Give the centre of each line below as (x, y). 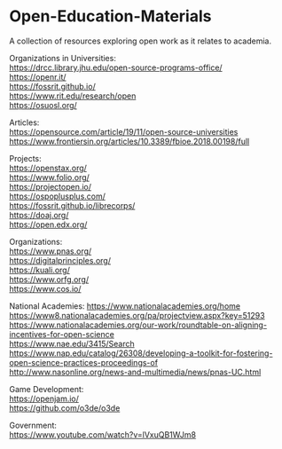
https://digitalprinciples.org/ (60, 260)
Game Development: (47, 389)
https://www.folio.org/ (50, 177)
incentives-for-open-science (62, 334)
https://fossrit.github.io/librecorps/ (72, 205)
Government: (33, 425)
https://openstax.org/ (48, 168)
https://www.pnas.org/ (51, 251)
